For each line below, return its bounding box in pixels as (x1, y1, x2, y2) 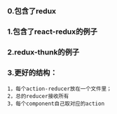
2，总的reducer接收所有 (7, 93, 69, 100)
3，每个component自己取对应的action (7, 100, 105, 108)
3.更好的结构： (7, 68, 57, 78)
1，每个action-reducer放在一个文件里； (7, 85, 112, 92)
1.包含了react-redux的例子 (7, 27, 98, 36)
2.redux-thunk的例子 (7, 47, 80, 57)
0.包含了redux (7, 6, 57, 15)
